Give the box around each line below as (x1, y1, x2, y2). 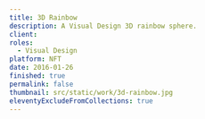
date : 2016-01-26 (9, 64, 74, 72)
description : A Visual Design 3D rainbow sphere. (9, 21, 198, 30)
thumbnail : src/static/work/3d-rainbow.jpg (9, 88, 174, 97)
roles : (9, 38, 34, 47)
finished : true (9, 72, 66, 81)
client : (9, 30, 38, 38)
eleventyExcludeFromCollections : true (9, 96, 153, 106)
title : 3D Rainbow (9, 13, 78, 22)
